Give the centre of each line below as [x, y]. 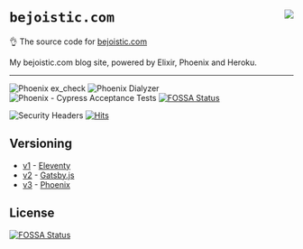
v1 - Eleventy [46, 165]
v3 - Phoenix [46, 184]
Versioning [41, 144]
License [32, 213]
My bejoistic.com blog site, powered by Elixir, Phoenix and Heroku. [133, 62]
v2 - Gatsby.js [48, 175]
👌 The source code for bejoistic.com [78, 41]
